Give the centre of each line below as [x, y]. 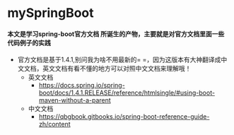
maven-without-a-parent [75, 100]
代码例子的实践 [29, 42]
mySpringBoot [51, 13]
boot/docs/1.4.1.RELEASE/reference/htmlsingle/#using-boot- [127, 93]
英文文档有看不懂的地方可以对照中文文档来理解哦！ [117, 69]
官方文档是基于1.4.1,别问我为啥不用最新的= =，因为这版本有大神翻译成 [119, 60]
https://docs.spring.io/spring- [82, 86]
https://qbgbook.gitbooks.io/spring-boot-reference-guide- [124, 117]
